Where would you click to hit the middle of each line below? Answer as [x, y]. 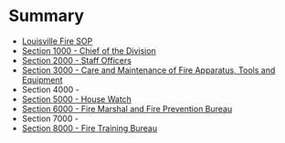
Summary [46, 16]
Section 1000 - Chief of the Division [89, 50]
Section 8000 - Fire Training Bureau [89, 128]
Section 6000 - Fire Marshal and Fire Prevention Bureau [127, 108]
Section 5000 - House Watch [76, 99]
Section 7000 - [50, 118]
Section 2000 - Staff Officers [76, 60]
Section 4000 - [50, 89]
